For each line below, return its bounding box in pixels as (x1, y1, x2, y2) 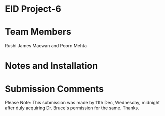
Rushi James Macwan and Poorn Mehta (5, 43, 87, 49)
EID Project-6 (5, 3, 61, 15)
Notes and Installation (5, 60, 98, 72)
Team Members (5, 26, 71, 38)
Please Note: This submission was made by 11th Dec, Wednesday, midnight (5, 100, 160, 106)
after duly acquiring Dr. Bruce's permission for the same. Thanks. (5, 105, 140, 111)
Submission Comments (5, 83, 104, 94)
